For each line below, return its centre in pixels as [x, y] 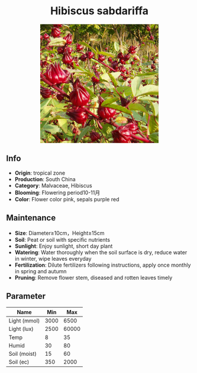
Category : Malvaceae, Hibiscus [54, 185]
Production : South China [45, 179]
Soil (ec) [19, 362]
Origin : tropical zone [40, 173]
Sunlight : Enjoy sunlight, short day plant [64, 246]
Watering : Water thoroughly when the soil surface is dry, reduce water [101, 252]
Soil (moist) [22, 354]
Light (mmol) [24, 321]
